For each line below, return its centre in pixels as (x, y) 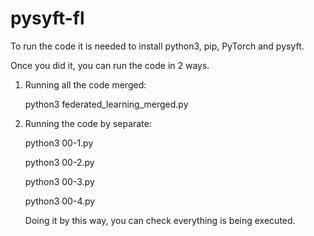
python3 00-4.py (60, 201)
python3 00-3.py (59, 181)
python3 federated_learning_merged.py (106, 104)
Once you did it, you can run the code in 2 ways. (110, 65)
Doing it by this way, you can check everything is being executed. (160, 220)
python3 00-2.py (59, 162)
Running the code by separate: (88, 123)
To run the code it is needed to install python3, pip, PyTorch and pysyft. (157, 46)
